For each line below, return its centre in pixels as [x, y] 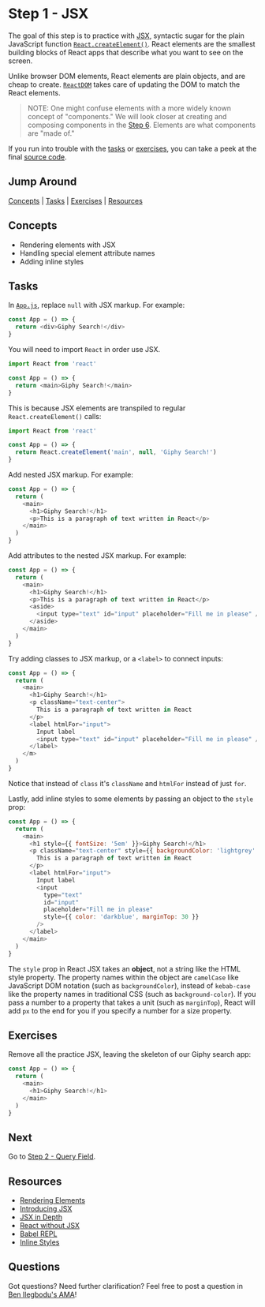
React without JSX [50, 1226]
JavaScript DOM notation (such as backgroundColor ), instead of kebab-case [129, 985]
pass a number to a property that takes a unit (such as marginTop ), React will [132, 1002]
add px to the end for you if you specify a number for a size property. [120, 1010]
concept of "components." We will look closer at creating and [127, 116]
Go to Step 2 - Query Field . [52, 1156]
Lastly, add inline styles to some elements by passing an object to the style [131, 799]
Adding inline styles [52, 261]
